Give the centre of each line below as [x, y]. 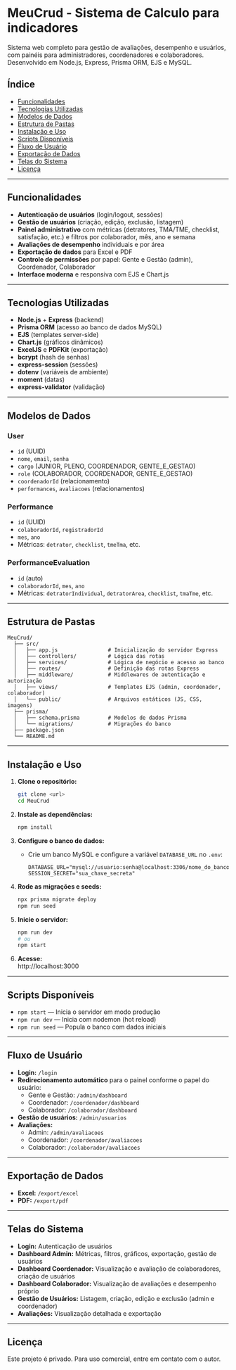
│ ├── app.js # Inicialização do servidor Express [116, 650]
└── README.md [34, 737]
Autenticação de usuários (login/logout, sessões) [90, 214]
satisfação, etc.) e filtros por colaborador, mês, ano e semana [106, 236]
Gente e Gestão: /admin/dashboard [78, 1095]
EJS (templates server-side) [58, 335]
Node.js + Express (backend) [60, 320]
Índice [21, 85]
